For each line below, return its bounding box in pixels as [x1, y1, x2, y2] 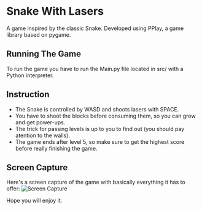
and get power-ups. [15, 118, 66, 126]
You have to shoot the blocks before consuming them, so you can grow [15, 112, 196, 119]
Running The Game [6, 49, 82, 59]
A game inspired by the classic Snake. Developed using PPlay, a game [6, 24, 184, 32]
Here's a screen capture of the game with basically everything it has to [6, 179, 185, 186]
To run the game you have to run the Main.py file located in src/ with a [6, 65, 184, 72]
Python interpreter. [6, 72, 54, 79]
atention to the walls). [15, 132, 71, 139]
